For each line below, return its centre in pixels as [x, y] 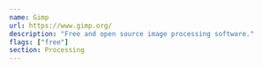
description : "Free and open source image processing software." [131, 34]
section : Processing [47, 50]
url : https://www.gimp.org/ [61, 26]
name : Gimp [29, 17]
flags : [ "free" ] [39, 42]
